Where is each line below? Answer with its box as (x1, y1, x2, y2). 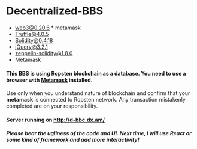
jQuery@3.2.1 (14, 43, 48, 50)
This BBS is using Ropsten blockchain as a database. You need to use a (6, 70, 186, 77)
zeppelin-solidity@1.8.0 (14, 49, 73, 56)
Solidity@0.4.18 (14, 37, 53, 44)
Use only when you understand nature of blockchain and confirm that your (6, 90, 190, 97)
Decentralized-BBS (6, 4, 104, 18)
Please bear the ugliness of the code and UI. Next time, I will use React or (6, 130, 192, 137)
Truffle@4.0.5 (14, 30, 49, 37)
